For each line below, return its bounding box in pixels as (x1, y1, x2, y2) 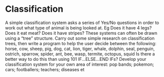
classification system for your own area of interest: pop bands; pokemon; (5, 61, 154, 67)
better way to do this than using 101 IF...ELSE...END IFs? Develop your (5, 56, 147, 62)
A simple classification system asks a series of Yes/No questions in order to (5, 20, 160, 26)
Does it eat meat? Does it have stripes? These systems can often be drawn (5, 30, 158, 36)
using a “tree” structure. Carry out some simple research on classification (5, 35, 155, 41)
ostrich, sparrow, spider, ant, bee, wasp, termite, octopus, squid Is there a (5, 51, 155, 57)
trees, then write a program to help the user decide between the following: (5, 40, 157, 46)
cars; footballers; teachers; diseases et (5, 66, 85, 72)
